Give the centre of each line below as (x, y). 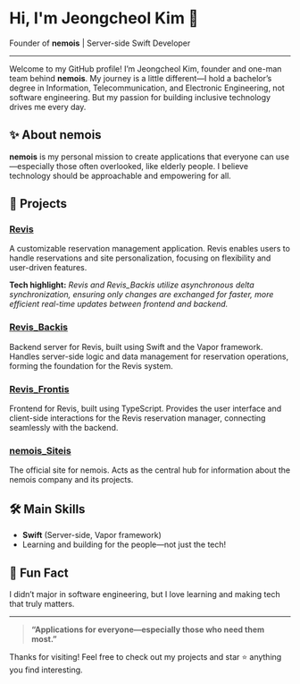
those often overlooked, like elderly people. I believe (152, 166)
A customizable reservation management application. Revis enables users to (150, 249)
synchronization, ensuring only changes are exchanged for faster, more (142, 295)
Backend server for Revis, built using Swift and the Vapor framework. (136, 346)
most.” (44, 638)
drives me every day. (48, 107)
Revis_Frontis (39, 389)
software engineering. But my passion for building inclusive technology (140, 97)
